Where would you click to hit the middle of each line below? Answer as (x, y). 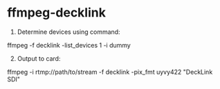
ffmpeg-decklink (56, 13)
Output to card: (39, 58)
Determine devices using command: (68, 32)
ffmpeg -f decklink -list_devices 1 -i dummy (69, 45)
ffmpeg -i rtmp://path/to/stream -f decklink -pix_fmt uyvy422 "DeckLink (110, 72)
